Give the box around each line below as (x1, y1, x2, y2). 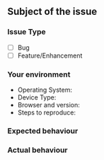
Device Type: (17, 93, 57, 102)
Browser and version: (17, 101, 80, 110)
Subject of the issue (7, 6, 98, 18)
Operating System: (17, 85, 73, 95)
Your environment (7, 69, 71, 79)
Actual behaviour (7, 145, 69, 155)
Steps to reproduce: (17, 108, 76, 117)
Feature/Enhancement (17, 51, 83, 60)
